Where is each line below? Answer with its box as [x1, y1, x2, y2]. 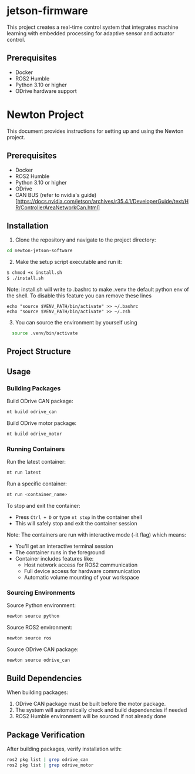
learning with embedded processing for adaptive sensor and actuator [6, 29, 175, 36]
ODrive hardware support [15, 87, 77, 95]
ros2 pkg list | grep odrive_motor [6, 762, 94, 768]
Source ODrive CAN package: [6, 645, 79, 653]
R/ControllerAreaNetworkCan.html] [15, 204, 100, 211]
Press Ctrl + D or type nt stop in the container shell [15, 513, 143, 521]
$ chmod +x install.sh [6, 270, 62, 276]
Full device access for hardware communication [23, 567, 140, 574]
